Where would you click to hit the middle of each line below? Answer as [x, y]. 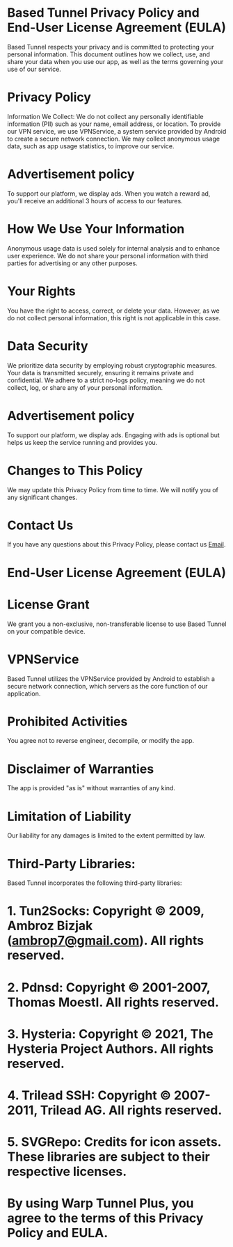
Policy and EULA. [58, 1233]
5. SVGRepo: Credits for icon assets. [114, 1142]
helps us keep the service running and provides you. [82, 442]
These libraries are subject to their [109, 1157]
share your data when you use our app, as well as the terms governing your [115, 61]
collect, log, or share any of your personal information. [85, 387]
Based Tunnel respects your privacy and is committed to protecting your [111, 47]
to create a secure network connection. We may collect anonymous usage [114, 139]
